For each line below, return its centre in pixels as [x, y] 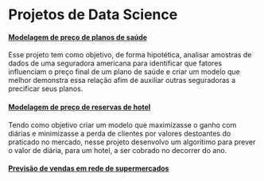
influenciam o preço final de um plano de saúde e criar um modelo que [124, 72]
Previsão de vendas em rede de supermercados [89, 168]
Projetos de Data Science [93, 15]
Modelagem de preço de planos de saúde [78, 37]
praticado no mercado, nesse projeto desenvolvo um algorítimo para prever [132, 142]
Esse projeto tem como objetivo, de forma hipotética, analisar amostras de [130, 55]
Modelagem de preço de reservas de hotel [80, 107]
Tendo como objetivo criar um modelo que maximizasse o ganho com [122, 124]
